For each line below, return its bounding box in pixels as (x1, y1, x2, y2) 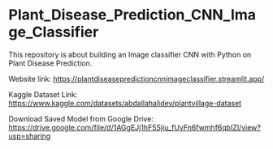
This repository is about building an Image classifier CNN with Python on (8, 49, 252, 59)
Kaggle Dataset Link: (8, 89, 78, 99)
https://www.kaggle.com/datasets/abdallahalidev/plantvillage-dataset (8, 98, 242, 108)
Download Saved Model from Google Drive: (8, 113, 154, 123)
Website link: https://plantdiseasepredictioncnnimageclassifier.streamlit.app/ (8, 74, 265, 83)
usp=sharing (8, 131, 51, 141)
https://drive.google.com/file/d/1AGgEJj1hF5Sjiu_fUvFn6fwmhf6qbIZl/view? (8, 122, 262, 132)
